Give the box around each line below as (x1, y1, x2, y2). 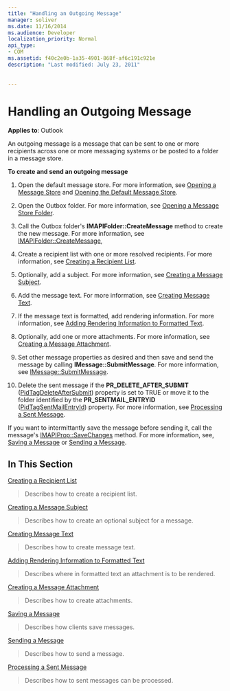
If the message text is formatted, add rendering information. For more (17, 312, 215, 320)
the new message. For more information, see (17, 230, 145, 238)
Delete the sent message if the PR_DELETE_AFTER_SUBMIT (17, 381, 189, 389)
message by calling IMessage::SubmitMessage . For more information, (17, 360, 219, 369)
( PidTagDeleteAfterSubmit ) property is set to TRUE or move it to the (17, 388, 209, 397)
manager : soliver (8, 17, 58, 23)
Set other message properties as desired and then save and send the (17, 353, 214, 362)
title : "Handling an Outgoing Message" (8, 10, 122, 17)
